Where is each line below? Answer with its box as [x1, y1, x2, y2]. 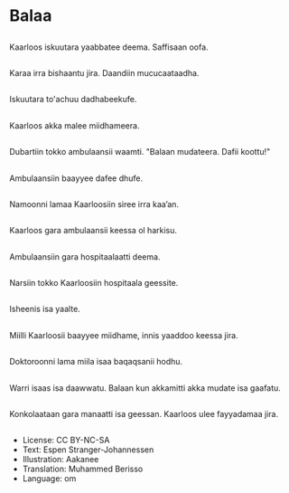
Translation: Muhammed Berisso [22, 463, 144, 475]
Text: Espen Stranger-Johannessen [22, 444, 154, 455]
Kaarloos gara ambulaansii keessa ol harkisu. [9, 225, 178, 236]
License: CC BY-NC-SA [22, 435, 110, 446]
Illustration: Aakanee [22, 454, 99, 465]
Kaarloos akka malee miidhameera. [9, 119, 140, 131]
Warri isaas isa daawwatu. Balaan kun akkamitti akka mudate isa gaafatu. [9, 382, 282, 393]
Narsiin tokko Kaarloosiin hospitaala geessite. [9, 278, 179, 289]
